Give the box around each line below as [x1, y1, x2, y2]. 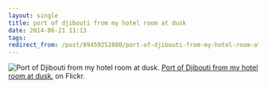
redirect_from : [8, 41, 59, 49]
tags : [8, 33, 26, 42]
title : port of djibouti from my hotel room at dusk [8, 19, 187, 27]
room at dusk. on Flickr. [8, 71, 86, 81]
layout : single [8, 11, 59, 20]
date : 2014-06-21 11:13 [8, 26, 87, 34]
